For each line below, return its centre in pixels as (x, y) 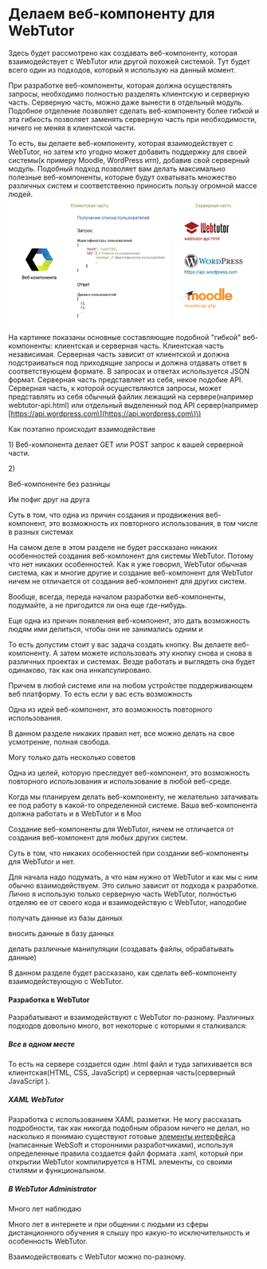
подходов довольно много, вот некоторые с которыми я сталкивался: (128, 1026)
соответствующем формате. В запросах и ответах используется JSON (129, 371)
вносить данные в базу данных (61, 934)
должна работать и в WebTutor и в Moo (75, 814)
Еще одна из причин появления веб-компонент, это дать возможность (129, 621)
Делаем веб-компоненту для (112, 14)
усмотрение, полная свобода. (59, 742)
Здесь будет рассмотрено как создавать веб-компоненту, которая (123, 53)
